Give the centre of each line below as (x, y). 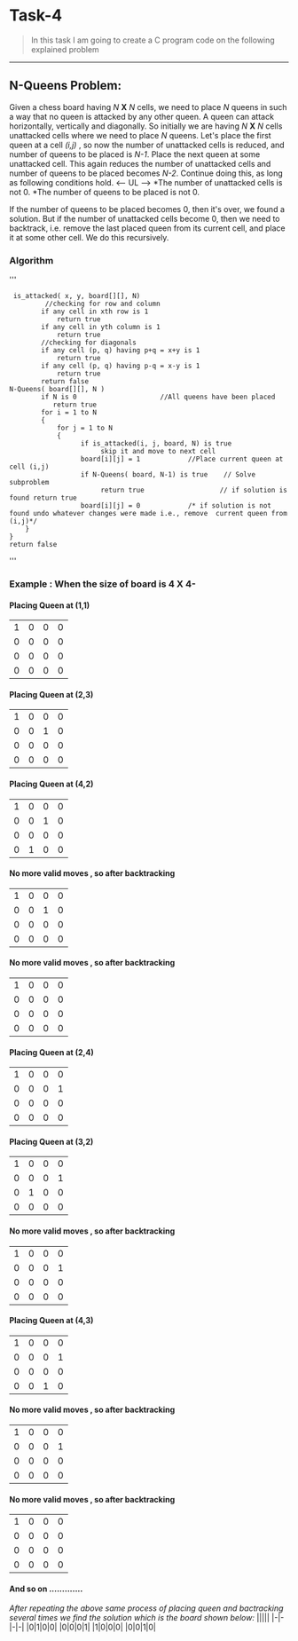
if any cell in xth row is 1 (95, 312)
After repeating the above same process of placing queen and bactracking (146, 1608)
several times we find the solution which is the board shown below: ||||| (140, 1618)
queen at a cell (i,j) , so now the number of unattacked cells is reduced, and (147, 145)
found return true (43, 498)
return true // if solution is (194, 490)
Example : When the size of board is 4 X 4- (103, 584)
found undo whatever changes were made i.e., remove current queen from (149, 514)
